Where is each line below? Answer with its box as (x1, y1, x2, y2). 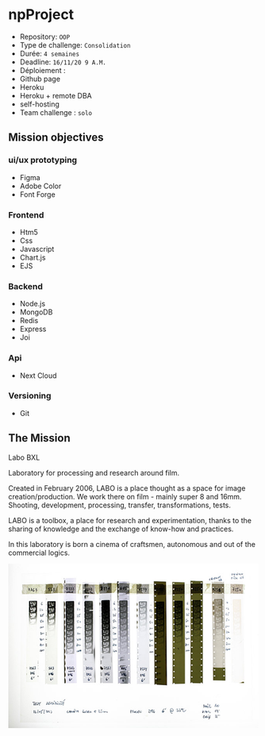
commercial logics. (8, 548, 70, 557)
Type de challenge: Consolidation (19, 40, 131, 49)
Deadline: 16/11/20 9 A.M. (19, 57, 107, 67)
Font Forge (19, 189, 56, 199)
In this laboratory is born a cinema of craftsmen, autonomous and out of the (8, 539, 256, 549)
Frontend (8, 209, 44, 220)
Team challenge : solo (19, 107, 93, 117)
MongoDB (19, 307, 53, 317)
